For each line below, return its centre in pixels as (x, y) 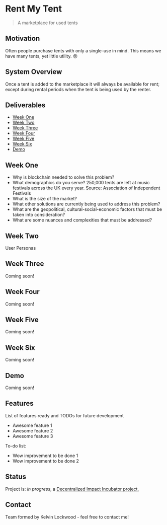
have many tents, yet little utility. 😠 (41, 56)
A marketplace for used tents (48, 23)
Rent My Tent (33, 9)
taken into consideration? (39, 215)
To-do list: (16, 445)
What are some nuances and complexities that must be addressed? (82, 220)
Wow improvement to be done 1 (45, 456)
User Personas (21, 248)
